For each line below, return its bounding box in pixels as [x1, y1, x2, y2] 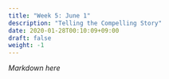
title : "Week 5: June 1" [8, 11, 91, 20]
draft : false [8, 34, 52, 42]
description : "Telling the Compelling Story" [8, 19, 162, 27]
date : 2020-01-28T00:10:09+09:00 [8, 26, 120, 34]
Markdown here [8, 63, 61, 73]
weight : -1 [8, 41, 45, 49]
